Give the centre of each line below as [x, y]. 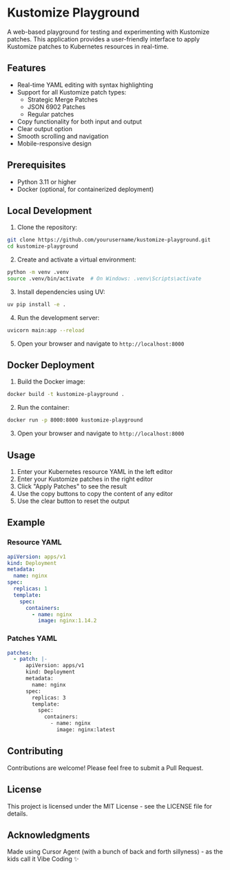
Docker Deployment [51, 365]
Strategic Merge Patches [63, 99]
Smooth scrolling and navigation [63, 136]
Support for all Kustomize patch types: [72, 92]
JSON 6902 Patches [56, 107]
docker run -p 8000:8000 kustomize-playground [75, 420]
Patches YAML [32, 638]
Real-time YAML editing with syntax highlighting [85, 85]
